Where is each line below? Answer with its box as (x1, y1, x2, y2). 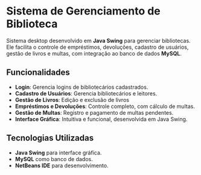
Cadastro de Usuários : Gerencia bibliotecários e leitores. (14, 89, 158, 97)
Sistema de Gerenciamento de (6, 4, 161, 18)
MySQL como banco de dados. (14, 155, 93, 162)
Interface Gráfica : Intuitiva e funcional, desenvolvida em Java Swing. (14, 115, 188, 122)
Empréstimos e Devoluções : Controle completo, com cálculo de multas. (14, 103, 195, 110)
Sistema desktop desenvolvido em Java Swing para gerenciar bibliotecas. (6, 37, 191, 44)
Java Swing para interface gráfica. (14, 149, 102, 156)
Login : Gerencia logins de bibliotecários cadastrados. (14, 83, 148, 91)
